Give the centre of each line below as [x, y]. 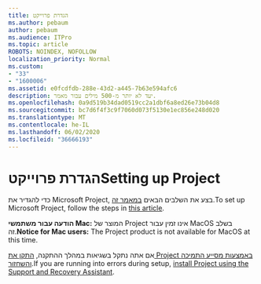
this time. [23, 240]
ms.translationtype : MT [47, 118]
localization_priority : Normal [59, 60]
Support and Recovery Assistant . [62, 272]
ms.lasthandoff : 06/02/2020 [54, 132]
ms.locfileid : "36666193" [50, 139]
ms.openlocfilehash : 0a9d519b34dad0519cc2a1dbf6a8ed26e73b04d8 [114, 103]
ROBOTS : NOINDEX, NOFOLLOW [52, 52]
